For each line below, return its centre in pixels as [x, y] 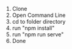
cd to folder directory [39, 21]
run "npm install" [33, 28]
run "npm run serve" [38, 34]
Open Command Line [39, 15]
